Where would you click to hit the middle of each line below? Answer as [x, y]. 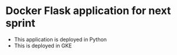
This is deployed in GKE [43, 46]
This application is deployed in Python [60, 39]
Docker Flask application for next [88, 11]
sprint [21, 23]
